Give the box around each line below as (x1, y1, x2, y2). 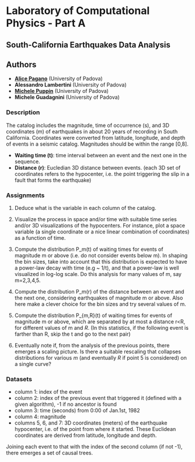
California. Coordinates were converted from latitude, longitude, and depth (6, 134, 186, 141)
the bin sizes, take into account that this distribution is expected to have (14, 258, 187, 265)
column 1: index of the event (14, 388, 83, 395)
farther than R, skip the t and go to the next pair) (14, 330, 131, 337)
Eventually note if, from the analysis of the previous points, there (14, 342, 170, 349)
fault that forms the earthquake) (14, 177, 92, 184)
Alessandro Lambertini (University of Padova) (14, 81, 127, 88)
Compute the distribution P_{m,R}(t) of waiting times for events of (14, 312, 172, 319)
